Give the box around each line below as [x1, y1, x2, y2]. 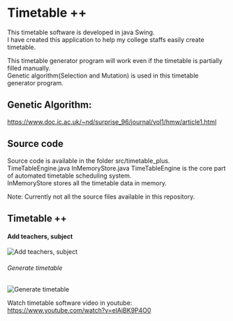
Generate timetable [7, 264, 63, 272]
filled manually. [7, 64, 51, 72]
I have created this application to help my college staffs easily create [7, 35, 204, 43]
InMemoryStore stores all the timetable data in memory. [7, 178, 167, 187]
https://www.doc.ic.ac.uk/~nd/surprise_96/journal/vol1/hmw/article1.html [7, 117, 217, 126]
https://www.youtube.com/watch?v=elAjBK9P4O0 [7, 306, 151, 315]
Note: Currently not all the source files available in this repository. [7, 192, 195, 201]
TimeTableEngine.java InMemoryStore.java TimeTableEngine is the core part [7, 164, 226, 172]
